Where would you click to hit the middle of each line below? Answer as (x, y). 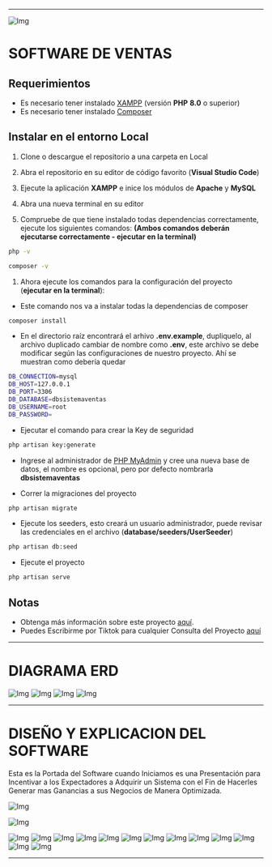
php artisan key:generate (52, 445)
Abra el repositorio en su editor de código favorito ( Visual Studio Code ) (140, 172)
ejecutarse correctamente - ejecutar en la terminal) (108, 237)
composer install (38, 321)
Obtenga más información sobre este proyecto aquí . (107, 622)
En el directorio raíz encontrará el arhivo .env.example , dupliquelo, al (136, 336)
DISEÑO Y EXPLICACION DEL (107, 734)
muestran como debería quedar (73, 362)
